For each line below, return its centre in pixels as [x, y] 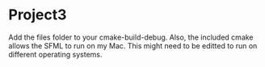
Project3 [38, 15]
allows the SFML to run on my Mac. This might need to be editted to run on [133, 45]
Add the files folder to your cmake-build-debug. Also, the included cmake [131, 37]
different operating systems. [55, 54]
